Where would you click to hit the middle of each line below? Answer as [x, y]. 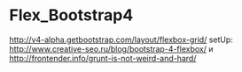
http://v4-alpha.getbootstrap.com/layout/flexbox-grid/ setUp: [121, 40]
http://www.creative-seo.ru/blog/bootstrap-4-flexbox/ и [111, 48]
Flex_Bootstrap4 [71, 15]
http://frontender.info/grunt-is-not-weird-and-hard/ [103, 58]
